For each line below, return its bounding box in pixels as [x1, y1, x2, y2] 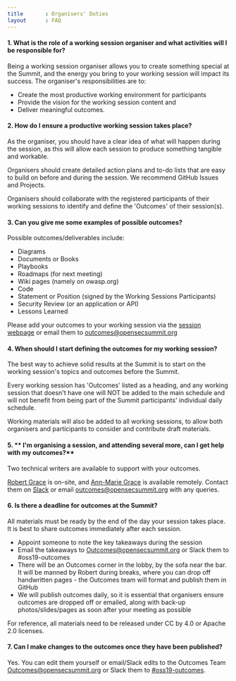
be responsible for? [7, 46, 66, 55]
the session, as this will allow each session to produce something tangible [7, 144, 222, 153]
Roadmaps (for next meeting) [17, 270, 104, 278]
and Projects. [7, 180, 46, 189]
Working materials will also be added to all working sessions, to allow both [7, 417, 223, 426]
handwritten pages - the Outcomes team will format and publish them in [17, 575, 227, 584]
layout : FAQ [7, 17, 61, 24]
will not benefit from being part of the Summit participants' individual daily [7, 396, 223, 405]
